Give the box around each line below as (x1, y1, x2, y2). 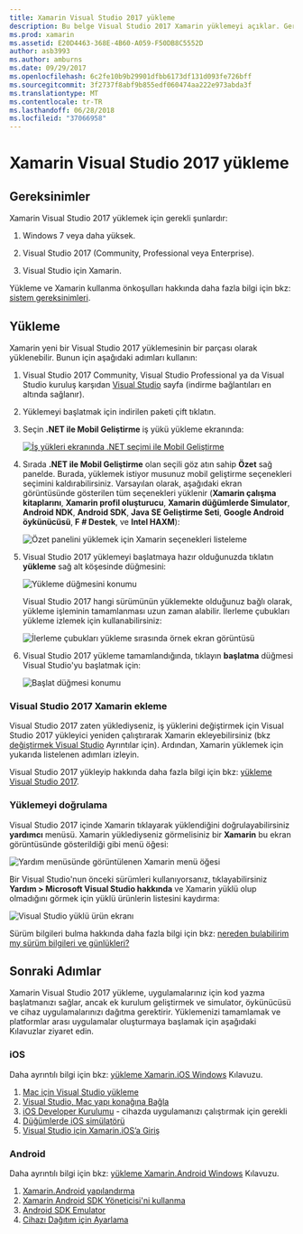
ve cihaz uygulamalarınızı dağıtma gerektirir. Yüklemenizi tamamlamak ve (9, 1006, 281, 1017)
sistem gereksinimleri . (9, 293, 91, 304)
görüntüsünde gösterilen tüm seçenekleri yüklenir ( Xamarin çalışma (22, 487, 277, 498)
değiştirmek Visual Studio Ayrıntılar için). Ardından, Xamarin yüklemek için (9, 740, 284, 751)
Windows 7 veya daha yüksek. (22, 230, 136, 241)
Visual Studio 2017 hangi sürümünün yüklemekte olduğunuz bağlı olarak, (22, 595, 293, 606)
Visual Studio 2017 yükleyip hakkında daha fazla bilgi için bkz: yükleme (9, 767, 272, 778)
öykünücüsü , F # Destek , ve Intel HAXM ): (22, 516, 180, 527)
